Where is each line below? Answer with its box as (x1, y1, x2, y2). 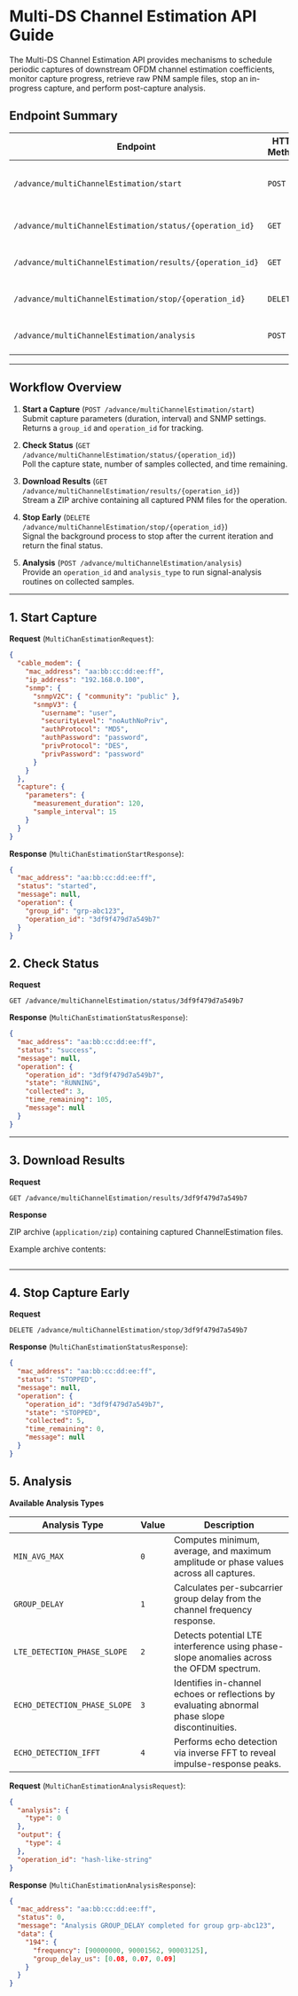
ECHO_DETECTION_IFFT (13, 1748, 100, 1757)
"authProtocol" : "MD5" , (41, 725, 129, 734)
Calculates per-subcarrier (173, 1581, 284, 1593)
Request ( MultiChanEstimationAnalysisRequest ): (9, 1780, 186, 1791)
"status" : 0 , (17, 1913, 66, 1922)
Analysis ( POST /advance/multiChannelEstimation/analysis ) (21, 557, 242, 568)
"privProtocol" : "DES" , (41, 742, 129, 750)
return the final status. (21, 539, 104, 551)
